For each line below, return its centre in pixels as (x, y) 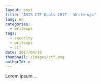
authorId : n (18, 62)
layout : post (19, 10)
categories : (18, 24)
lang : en (14, 19)
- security (21, 38)
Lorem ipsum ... (22, 76)
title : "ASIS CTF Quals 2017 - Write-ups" (51, 15)
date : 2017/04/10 (24, 52)
